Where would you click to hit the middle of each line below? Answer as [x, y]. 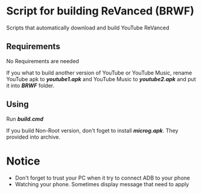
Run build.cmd [25, 119]
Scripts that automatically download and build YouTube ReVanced [88, 28]
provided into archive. [33, 137]
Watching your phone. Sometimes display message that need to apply [102, 184]
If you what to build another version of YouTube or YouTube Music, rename [99, 73]
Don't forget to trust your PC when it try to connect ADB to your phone [103, 178]
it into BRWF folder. [30, 85]
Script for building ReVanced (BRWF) [100, 11]
